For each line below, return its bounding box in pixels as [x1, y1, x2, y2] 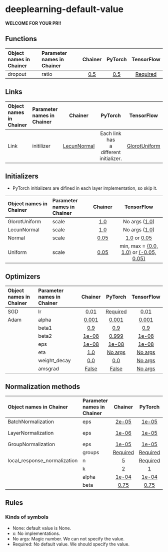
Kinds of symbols [5, 513, 49, 520]
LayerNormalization [7, 430, 54, 436]
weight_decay [38, 357, 71, 364]
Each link [99, 129, 121, 136]
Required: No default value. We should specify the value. [12, 541, 130, 547]
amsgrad [38, 365, 59, 372]
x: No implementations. [12, 530, 60, 536]
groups [82, 449, 99, 456]
